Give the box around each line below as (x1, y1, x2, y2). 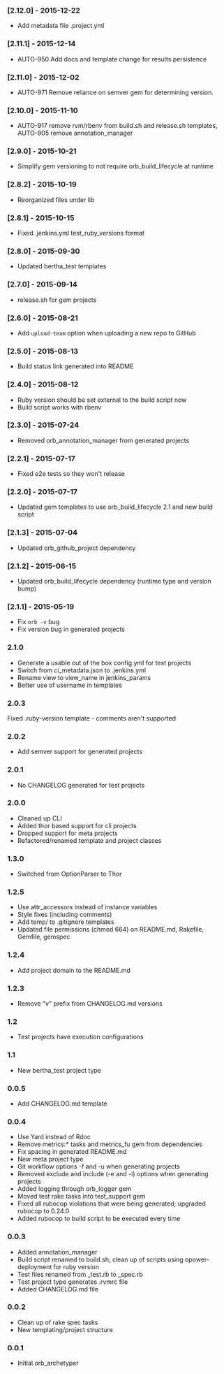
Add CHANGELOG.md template (17, 1099, 108, 1108)
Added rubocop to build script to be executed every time (17, 1215, 181, 1223)
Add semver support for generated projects (17, 747, 143, 756)
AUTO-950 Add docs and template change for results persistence (17, 55, 207, 63)
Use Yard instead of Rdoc (17, 1133, 91, 1141)
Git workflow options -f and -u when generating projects (17, 1162, 180, 1171)
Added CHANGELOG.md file (17, 1285, 99, 1293)
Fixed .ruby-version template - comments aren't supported (7, 714, 177, 722)
